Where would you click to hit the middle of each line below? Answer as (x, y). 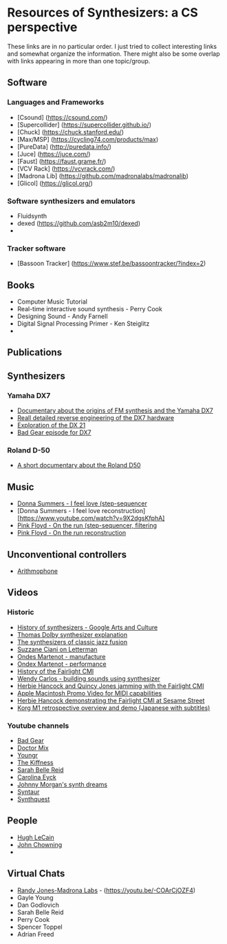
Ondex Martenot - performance (62, 664)
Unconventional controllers (67, 555)
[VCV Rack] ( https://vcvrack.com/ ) (66, 168)
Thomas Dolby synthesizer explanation (72, 634)
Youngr (28, 755)
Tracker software (36, 248)
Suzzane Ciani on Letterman (57, 649)
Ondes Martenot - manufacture (61, 656)
